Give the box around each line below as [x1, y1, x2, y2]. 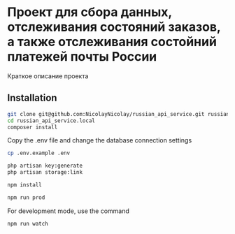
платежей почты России [7, 49, 157, 65]
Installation [7, 92, 57, 104]
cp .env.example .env [7, 149, 71, 157]
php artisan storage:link [7, 169, 83, 176]
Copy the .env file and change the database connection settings [7, 136, 192, 145]
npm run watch [7, 220, 49, 227]
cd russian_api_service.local [7, 117, 96, 124]
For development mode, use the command [7, 207, 129, 215]
